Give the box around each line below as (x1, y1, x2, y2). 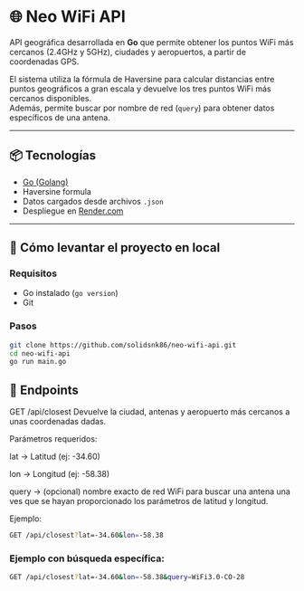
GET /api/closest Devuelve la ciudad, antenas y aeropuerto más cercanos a (9, 406, 290, 417)
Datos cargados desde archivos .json (22, 195, 165, 206)
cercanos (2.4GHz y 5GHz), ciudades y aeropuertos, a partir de (9, 46, 247, 57)
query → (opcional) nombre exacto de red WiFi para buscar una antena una (9, 486, 291, 497)
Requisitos (9, 267, 57, 280)
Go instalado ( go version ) (22, 288, 119, 299)
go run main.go (9, 357, 67, 367)
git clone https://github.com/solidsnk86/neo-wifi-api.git (9, 340, 237, 349)
